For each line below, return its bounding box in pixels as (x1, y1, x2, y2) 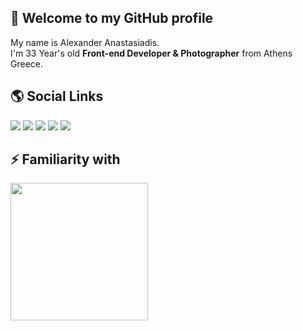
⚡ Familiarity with (10, 151, 121, 168)
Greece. (10, 57, 44, 70)
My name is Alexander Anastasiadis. (10, 36, 160, 48)
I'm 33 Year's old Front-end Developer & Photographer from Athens (10, 47, 293, 59)
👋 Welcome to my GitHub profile (10, 10, 214, 27)
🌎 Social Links (10, 88, 104, 105)
